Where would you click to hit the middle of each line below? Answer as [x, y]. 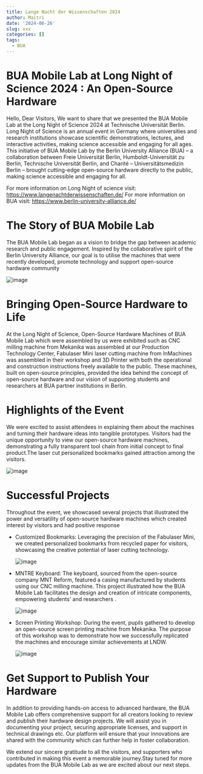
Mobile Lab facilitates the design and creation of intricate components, [103, 593]
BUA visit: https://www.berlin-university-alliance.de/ [71, 201]
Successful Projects [58, 495]
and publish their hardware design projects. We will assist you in [86, 721]
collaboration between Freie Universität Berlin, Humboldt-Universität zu [95, 157]
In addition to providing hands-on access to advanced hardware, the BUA [98, 708]
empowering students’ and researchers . [66, 599]
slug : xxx [19, 29]
